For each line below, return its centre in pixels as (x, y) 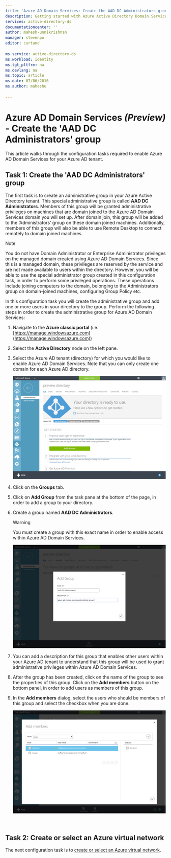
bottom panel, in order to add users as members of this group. (78, 688)
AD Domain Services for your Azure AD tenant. (54, 159)
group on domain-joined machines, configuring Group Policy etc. (73, 291)
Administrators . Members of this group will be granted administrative (78, 206)
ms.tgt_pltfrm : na (25, 65)
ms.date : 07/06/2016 (27, 81)
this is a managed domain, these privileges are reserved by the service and (84, 264)
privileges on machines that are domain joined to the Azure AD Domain (79, 212)
